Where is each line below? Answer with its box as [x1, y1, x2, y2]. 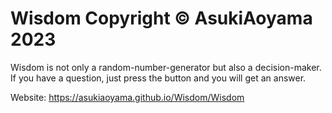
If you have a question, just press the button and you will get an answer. [10, 72, 307, 84]
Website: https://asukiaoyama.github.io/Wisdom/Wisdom [10, 91, 245, 103]
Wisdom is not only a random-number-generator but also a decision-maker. [10, 61, 322, 73]
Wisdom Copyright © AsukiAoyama [10, 7, 313, 30]
